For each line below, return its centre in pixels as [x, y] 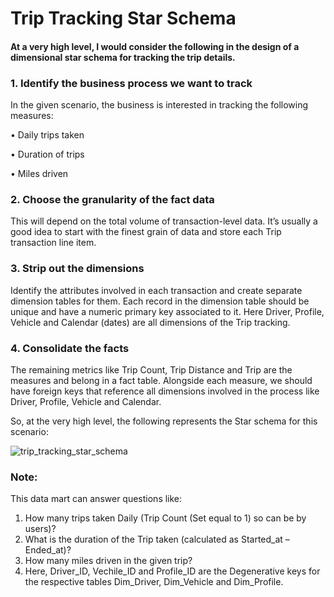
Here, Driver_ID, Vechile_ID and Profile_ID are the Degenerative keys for [172, 571]
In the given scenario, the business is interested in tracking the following [159, 105]
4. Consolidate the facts [70, 348]
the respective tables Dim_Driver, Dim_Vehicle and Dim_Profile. [154, 582]
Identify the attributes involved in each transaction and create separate [156, 290]
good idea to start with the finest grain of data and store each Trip [146, 232]
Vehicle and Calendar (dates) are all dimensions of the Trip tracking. [150, 322]
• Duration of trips [47, 154]
